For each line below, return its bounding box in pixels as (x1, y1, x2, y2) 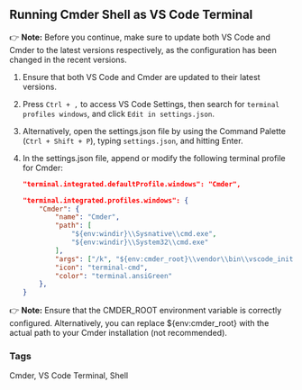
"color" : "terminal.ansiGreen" (55, 271, 173, 280)
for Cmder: (22, 162, 63, 173)
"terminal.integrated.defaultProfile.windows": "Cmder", (22, 179, 242, 188)
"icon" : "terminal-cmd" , (55, 263, 149, 272)
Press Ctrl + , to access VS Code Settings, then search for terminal (22, 98, 279, 109)
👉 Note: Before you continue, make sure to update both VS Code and (9, 32, 270, 42)
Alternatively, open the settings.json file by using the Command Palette (22, 125, 287, 136)
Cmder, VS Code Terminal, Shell (9, 370, 129, 381)
